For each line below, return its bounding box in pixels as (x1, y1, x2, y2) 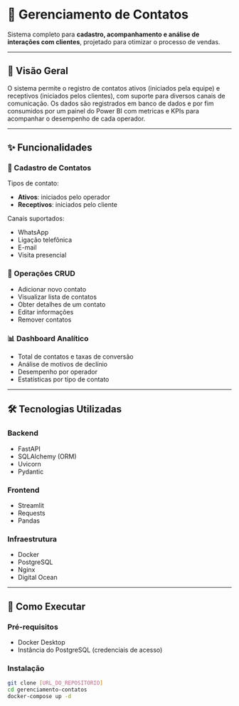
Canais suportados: (7, 214, 65, 223)
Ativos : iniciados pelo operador (17, 193, 110, 202)
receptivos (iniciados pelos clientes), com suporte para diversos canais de (7, 91, 225, 100)
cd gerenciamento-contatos (7, 686, 87, 694)
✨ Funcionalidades (7, 142, 92, 154)
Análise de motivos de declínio (17, 360, 108, 369)
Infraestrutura (7, 534, 58, 544)
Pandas (17, 516, 41, 525)
